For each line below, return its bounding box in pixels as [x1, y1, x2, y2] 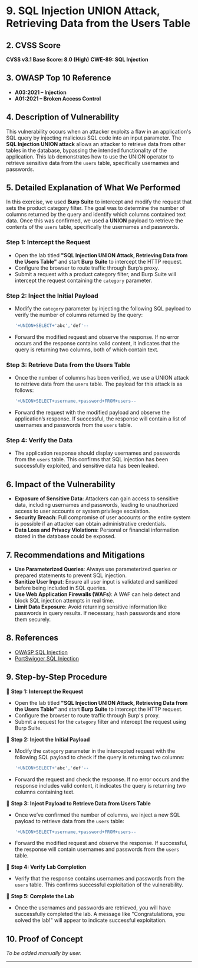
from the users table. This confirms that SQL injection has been [14, 456, 169, 463]
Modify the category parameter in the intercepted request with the [14, 747, 176, 755]
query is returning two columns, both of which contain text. [14, 346, 159, 353]
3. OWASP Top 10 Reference [6, 73, 111, 83]
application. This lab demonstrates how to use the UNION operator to [6, 153, 174, 160]
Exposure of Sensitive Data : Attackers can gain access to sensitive [14, 495, 179, 502]
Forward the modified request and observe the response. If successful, [14, 840, 188, 847]
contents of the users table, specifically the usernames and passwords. [6, 224, 180, 231]
